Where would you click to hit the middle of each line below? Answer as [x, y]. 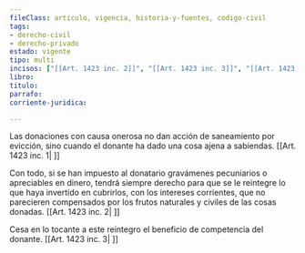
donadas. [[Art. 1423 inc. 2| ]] [65, 212]
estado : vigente [40, 52]
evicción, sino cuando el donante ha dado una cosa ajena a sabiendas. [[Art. [153, 146]
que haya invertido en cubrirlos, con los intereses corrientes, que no [137, 193]
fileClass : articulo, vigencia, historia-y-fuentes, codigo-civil [138, 18]
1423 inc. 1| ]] [35, 156]
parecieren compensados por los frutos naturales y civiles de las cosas [143, 202]
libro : [22, 77]
